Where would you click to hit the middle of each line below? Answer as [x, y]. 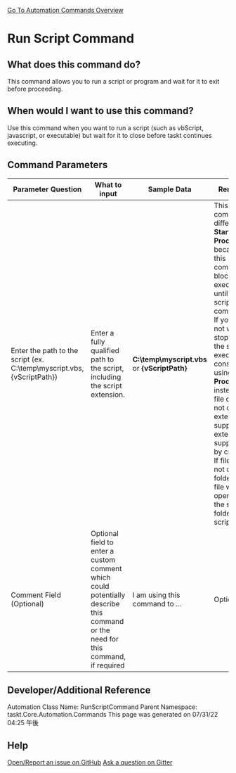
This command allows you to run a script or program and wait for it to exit [113, 81]
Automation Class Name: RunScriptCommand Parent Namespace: [103, 707]
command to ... [157, 603]
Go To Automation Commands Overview [66, 10]
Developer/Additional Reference [79, 690]
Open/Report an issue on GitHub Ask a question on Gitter [90, 762]
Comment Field [36, 595]
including [106, 377]
